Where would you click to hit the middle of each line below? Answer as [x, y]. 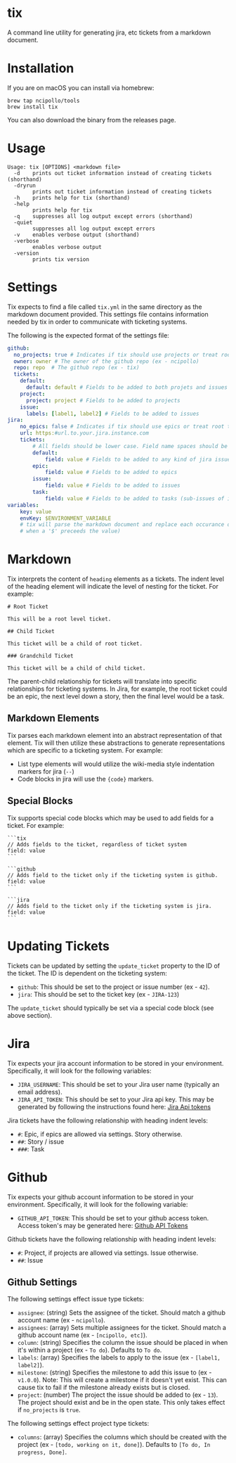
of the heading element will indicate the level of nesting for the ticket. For [113, 587]
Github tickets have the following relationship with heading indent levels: [112, 1239]
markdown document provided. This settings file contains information [108, 314]
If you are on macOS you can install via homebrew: [81, 88]
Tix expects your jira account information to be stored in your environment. [116, 1063]
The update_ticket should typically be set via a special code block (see [111, 1008]
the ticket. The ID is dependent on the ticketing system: [87, 973]
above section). [30, 1015]
